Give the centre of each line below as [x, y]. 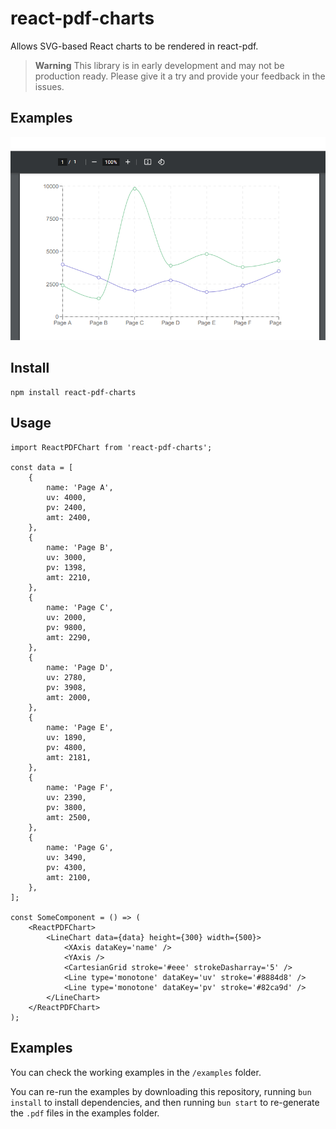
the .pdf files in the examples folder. [85, 1113]
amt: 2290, [69, 637]
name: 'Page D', [80, 667]
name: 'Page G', [80, 847]
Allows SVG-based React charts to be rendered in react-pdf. [134, 46]
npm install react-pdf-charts [73, 392]
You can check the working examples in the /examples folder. [136, 1072]
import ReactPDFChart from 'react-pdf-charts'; [111, 447]
